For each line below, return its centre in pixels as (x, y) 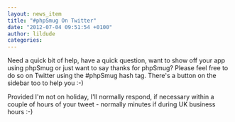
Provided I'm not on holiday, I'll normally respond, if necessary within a (111, 97)
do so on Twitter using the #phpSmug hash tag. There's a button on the (112, 76)
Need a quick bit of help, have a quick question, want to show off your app (116, 60)
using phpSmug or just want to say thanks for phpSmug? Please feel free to (118, 68)
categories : (25, 40)
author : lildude (31, 34)
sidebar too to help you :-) (45, 83)
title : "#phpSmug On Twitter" (52, 21)
